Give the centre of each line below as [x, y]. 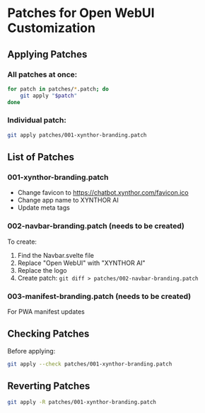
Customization [51, 28]
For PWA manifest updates [46, 311]
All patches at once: [42, 74]
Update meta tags [44, 208]
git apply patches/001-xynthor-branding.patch [77, 135]
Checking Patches [48, 334]
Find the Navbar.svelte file [55, 255]
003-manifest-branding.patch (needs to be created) [99, 296]
